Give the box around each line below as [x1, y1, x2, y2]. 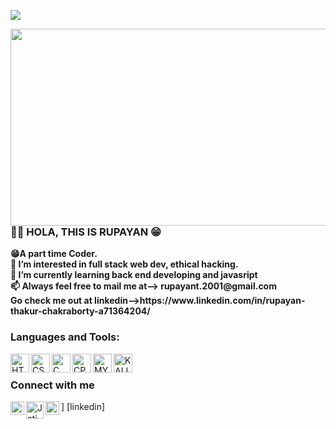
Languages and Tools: [10, 330, 120, 344]
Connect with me [10, 378, 95, 392]
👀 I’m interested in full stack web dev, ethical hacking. [10, 258, 239, 270]
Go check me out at [10, 295, 93, 307]
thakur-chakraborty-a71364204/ [10, 305, 151, 317]
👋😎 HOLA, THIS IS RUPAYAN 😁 [10, 225, 162, 239]
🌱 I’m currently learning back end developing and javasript [10, 269, 258, 281]
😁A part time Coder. [10, 248, 98, 260]
